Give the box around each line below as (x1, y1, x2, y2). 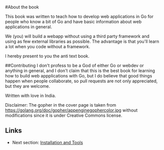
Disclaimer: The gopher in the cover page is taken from (5, 102, 117, 108)
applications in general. (5, 24, 52, 30)
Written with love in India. (5, 93, 56, 98)
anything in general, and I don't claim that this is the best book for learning (5, 68, 155, 74)
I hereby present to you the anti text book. (5, 53, 90, 59)
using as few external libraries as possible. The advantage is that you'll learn (5, 38, 160, 44)
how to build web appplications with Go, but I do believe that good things (5, 73, 153, 78)
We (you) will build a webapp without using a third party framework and (5, 34, 150, 39)
